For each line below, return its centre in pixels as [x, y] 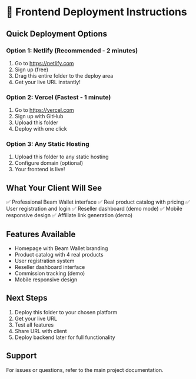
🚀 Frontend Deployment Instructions [97, 12]
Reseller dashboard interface [50, 267]
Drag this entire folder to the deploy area [64, 75]
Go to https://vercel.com [44, 110]
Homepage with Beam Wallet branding [61, 248]
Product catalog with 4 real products [59, 255]
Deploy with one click [41, 129]
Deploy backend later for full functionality [65, 337]
